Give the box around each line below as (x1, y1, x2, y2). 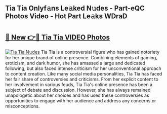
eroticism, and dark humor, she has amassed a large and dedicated (5, 60, 146, 66)
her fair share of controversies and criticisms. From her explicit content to (5, 76, 158, 82)
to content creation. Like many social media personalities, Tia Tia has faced (5, 71, 162, 77)
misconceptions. (5, 103, 40, 109)
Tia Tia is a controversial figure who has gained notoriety (40, 49, 160, 55)
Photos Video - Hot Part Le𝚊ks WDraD (5, 12, 128, 21)
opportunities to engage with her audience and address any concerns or (5, 98, 156, 103)
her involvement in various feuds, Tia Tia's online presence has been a (5, 82, 153, 88)
